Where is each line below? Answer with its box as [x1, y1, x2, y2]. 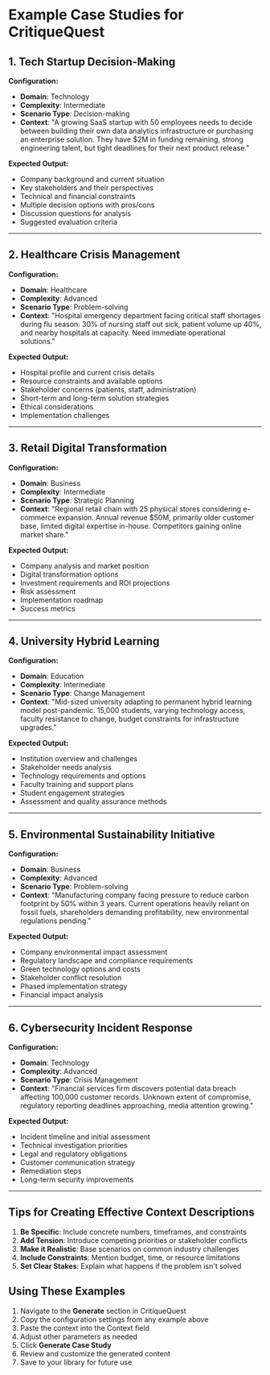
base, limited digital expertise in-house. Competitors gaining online [19, 521, 243, 531]
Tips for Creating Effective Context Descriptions [8, 1206, 255, 1220]
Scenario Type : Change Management [19, 689, 145, 698]
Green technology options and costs [19, 964, 141, 974]
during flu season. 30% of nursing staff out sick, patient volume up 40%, [19, 319, 262, 329]
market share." [19, 529, 69, 539]
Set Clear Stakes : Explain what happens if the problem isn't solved [19, 1261, 242, 1270]
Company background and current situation [19, 175, 165, 184]
